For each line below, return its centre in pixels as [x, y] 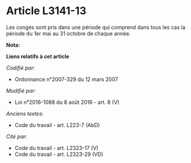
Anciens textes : [25, 113]
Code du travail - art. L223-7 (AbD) [57, 125]
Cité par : [17, 136]
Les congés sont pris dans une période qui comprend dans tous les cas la [96, 27]
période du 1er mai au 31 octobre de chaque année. [68, 33]
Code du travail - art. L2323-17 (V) [57, 148]
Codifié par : [21, 68]
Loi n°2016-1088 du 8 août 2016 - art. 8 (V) [67, 102]
